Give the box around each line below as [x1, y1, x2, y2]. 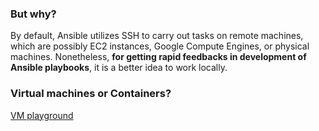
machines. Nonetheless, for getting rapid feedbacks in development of [10, 51, 307, 63]
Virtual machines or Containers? [10, 87, 172, 101]
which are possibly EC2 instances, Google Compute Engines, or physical [10, 40, 310, 52]
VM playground [10, 109, 74, 121]
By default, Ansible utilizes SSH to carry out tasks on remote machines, [10, 30, 304, 42]
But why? [10, 7, 57, 21]
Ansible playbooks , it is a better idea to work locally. [10, 62, 228, 74]
